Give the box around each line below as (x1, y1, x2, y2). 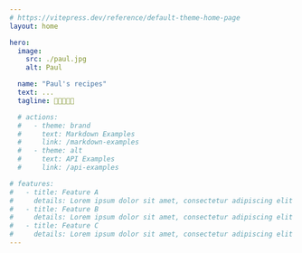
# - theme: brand (17, 121, 91, 130)
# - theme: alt (17, 146, 83, 155)
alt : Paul (25, 63, 63, 72)
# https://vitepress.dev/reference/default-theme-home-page (9, 13, 241, 23)
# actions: (17, 112, 59, 122)
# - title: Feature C (9, 221, 99, 230)
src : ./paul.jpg (25, 55, 88, 64)
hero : (9, 38, 30, 47)
